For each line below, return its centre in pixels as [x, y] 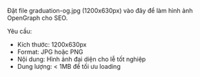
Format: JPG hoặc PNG [50, 52]
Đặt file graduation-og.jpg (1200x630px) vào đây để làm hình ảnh [100, 11]
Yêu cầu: [20, 31]
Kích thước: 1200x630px [52, 44]
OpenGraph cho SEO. [38, 18]
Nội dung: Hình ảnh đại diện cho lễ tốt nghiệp [81, 59]
